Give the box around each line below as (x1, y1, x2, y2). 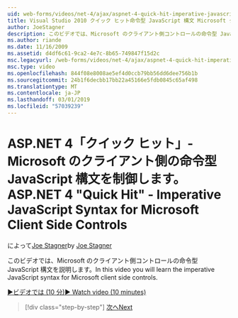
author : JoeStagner (7, 23, 65, 31)
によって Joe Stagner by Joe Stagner (7, 241, 112, 249)
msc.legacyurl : (7, 57, 52, 64)
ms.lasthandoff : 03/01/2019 (7, 97, 91, 104)
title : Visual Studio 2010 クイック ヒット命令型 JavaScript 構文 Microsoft (7, 17, 227, 24)
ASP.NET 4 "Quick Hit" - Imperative (7, 187, 222, 203)
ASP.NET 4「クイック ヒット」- (7, 136, 193, 152)
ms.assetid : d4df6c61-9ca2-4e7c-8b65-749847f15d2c (7, 50, 160, 57)
